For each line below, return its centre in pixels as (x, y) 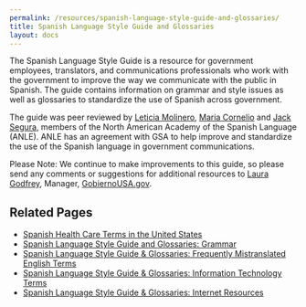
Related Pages (51, 212)
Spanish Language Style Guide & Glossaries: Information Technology (152, 273)
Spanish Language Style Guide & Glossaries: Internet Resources (143, 292)
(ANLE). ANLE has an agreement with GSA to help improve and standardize (151, 137)
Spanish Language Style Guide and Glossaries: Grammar (130, 244)
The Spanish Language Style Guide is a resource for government (132, 61)
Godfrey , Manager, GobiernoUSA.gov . (81, 184)
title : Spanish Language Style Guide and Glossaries (112, 26)
